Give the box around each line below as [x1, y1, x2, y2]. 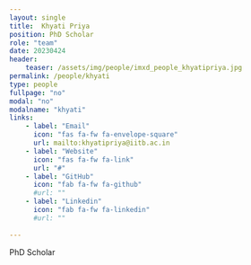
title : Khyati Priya [9, 22, 91, 31]
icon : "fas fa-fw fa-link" [32, 155, 134, 164]
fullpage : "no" [9, 88, 66, 97]
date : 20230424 [9, 47, 66, 56]
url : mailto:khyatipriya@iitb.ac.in [32, 138, 170, 147]
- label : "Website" [25, 146, 99, 155]
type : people [9, 80, 58, 89]
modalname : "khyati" [9, 105, 87, 114]
